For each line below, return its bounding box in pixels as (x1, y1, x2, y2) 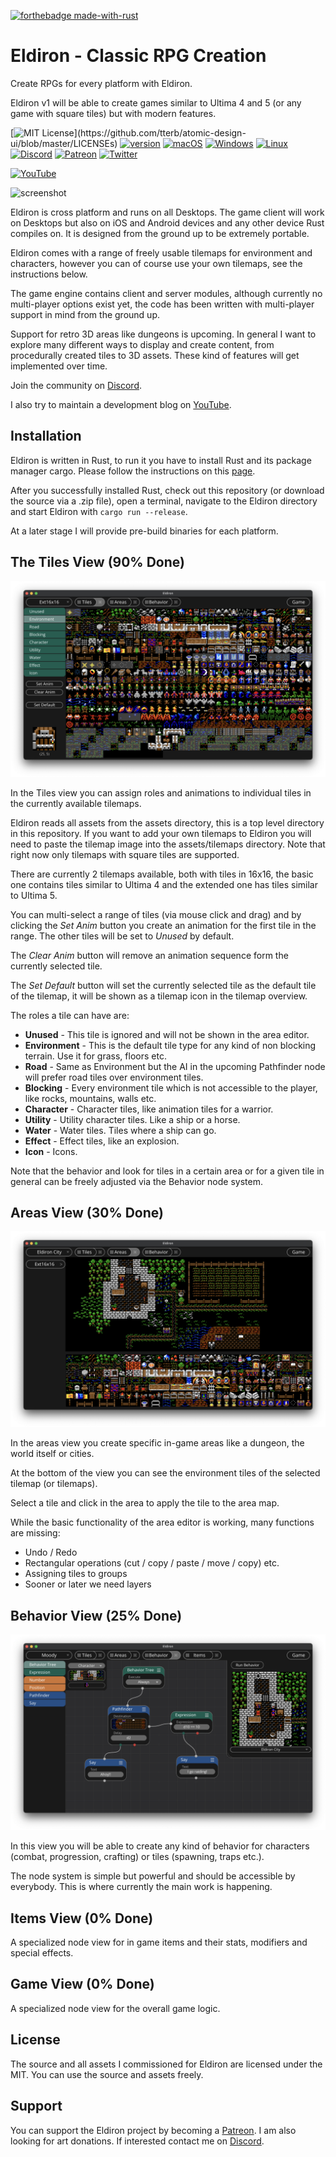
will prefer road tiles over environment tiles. (24, 1071, 204, 1083)
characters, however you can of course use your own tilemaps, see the (10, 257, 303, 269)
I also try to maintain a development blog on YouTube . (10, 398, 232, 410)
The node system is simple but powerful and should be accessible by (10, 1870, 296, 1882)
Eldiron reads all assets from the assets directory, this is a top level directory (10, 816, 325, 829)
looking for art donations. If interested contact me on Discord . (10, 2135, 265, 2147)
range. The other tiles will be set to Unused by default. (10, 930, 235, 942)
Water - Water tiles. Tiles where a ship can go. (24, 1124, 217, 1136)
